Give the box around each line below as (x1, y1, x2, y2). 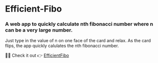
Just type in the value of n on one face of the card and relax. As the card (5, 38, 151, 44)
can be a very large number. (5, 27, 73, 33)
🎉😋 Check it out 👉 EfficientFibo (5, 52, 69, 59)
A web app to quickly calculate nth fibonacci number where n (5, 21, 154, 28)
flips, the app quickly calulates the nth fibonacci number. (5, 43, 119, 49)
